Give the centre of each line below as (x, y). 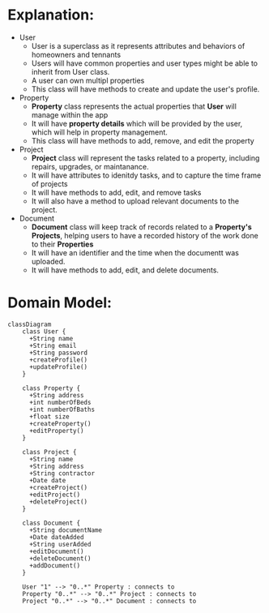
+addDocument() (55, 565)
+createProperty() (60, 423)
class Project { (50, 452)
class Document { (51, 523)
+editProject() (55, 495)
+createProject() (58, 487)
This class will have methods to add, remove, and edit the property (143, 140)
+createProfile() (58, 360)
